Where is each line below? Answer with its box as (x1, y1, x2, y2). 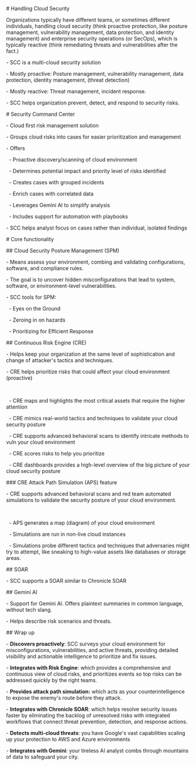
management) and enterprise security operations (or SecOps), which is (6, 35, 178, 42)
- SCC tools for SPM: (6, 293, 57, 301)
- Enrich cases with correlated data (8, 190, 94, 197)
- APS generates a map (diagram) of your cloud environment (8, 519, 155, 526)
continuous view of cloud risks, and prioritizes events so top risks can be (6, 670, 183, 677)
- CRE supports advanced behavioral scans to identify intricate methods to (8, 433, 189, 439)
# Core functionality (6, 236, 54, 242)
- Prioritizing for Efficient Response (8, 328, 94, 335)
